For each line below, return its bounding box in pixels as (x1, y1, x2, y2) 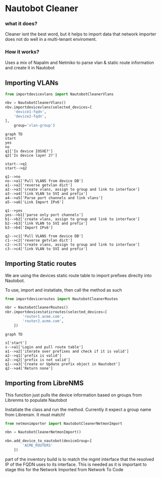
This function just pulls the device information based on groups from (5, 392, 142, 398)
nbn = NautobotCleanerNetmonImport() (5, 430, 81, 435)
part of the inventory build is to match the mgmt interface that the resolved (5, 456, 154, 462)
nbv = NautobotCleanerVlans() (5, 100, 66, 105)
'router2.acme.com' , (22, 319, 64, 324)
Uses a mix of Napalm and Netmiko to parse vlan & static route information (5, 59, 154, 66)
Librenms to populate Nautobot (5, 397, 67, 403)
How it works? (5, 49, 40, 55)
